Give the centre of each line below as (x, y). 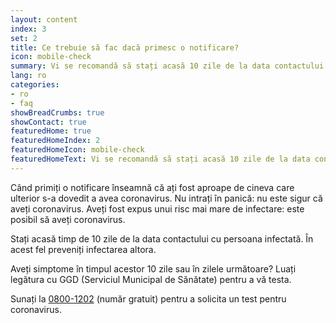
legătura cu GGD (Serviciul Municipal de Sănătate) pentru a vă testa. (151, 279)
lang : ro (28, 76)
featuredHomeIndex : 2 (55, 141)
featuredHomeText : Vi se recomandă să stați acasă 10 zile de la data (160, 159)
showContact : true (48, 122)
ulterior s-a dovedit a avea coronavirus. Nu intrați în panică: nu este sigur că (166, 198)
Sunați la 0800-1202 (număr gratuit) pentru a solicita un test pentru (148, 298)
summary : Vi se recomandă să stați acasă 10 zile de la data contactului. (169, 66)
